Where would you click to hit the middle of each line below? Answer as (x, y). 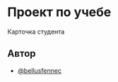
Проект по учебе (59, 12)
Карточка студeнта (36, 32)
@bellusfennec (40, 70)
